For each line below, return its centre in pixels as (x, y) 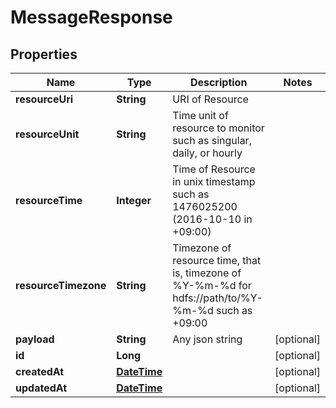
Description (218, 82)
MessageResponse (91, 17)
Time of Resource (214, 169)
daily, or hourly (207, 153)
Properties (44, 54)
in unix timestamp (214, 181)
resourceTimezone (61, 285)
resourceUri (44, 99)
